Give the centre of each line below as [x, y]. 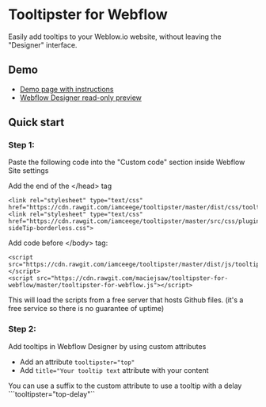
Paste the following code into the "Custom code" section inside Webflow [127, 162]
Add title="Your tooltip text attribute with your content [114, 370]
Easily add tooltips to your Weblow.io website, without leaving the [115, 36]
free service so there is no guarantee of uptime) [86, 309]
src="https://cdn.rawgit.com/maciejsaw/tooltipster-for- [132, 278]
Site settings [28, 171]
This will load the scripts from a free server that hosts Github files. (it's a [126, 300]
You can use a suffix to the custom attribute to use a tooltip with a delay [125, 386]
